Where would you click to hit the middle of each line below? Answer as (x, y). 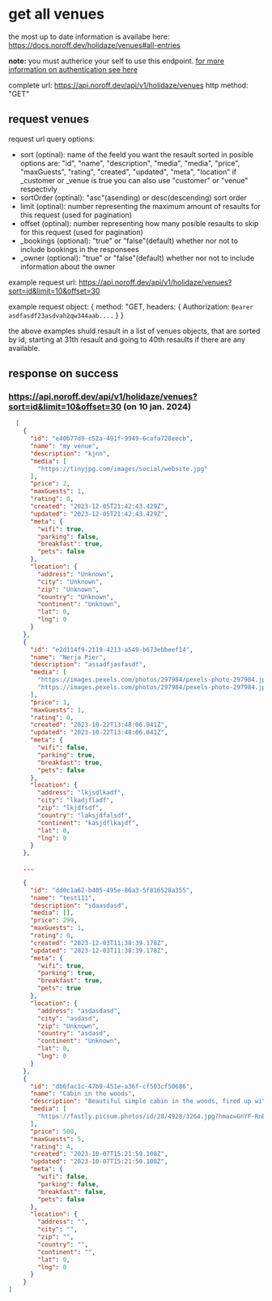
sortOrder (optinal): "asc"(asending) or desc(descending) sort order (133, 197)
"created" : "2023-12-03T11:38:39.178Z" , (99, 943)
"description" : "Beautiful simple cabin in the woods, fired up (140, 1102)
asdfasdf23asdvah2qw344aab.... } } (66, 315)
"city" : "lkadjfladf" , (76, 800)
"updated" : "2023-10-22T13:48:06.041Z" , (99, 733)
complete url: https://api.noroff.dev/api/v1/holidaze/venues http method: (128, 85)
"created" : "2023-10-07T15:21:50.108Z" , (99, 1154)
